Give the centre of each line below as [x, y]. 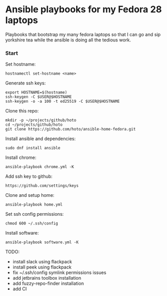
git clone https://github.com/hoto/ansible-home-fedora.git [71, 129]
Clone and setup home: [30, 195]
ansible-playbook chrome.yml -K [40, 167]
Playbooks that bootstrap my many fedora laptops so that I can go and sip [83, 34]
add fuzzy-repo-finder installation [48, 283]
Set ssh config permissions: [34, 214]
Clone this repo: [22, 111]
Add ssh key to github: [29, 176]
